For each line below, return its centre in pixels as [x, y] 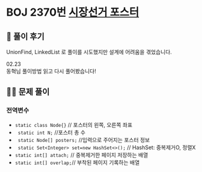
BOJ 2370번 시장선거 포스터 [73, 12]
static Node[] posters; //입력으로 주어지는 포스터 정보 [84, 140]
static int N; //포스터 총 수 [52, 132]
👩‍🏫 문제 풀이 [28, 92]
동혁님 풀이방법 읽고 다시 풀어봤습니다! [51, 71]
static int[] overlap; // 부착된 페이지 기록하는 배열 [77, 162]
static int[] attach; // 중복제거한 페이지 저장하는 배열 [81, 155]
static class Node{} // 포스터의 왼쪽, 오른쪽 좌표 [74, 124]
